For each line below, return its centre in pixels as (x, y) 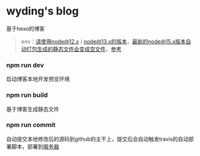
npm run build (27, 95)
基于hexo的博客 (26, 28)
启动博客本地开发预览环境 (38, 79)
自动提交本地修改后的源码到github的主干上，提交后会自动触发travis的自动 (97, 139)
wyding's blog (43, 11)
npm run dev (25, 65)
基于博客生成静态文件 (33, 109)
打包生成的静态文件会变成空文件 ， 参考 (74, 49)
